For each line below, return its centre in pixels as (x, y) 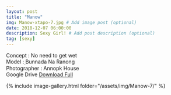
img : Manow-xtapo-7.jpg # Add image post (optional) (71, 22)
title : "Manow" (25, 17)
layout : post (22, 11)
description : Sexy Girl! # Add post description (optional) (81, 33)
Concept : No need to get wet (42, 55)
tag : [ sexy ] (20, 39)
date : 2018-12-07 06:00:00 (39, 28)
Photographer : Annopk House (43, 68)
